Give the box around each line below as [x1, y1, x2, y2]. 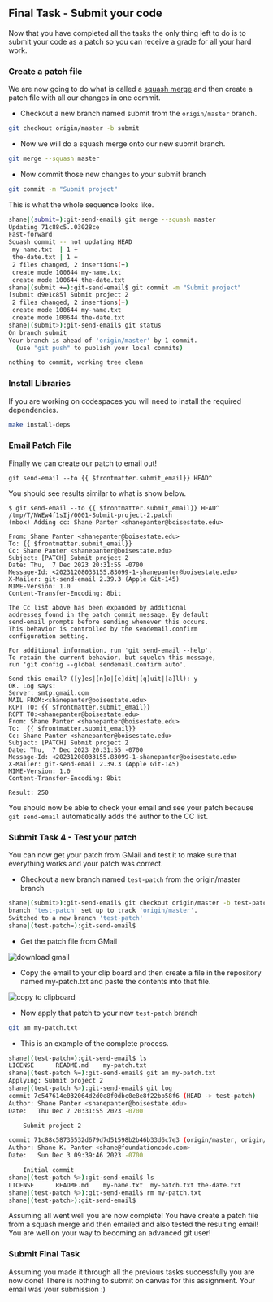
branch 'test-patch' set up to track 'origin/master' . [8, 906, 198, 914]
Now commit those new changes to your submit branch [19, 169, 206, 179]
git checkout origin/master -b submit [8, 124, 140, 132]
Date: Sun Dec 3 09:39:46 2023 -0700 [8, 1152, 144, 1160]
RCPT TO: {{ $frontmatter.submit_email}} [8, 703, 151, 711]
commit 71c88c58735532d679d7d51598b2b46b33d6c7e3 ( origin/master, [8, 1136, 238, 1144]
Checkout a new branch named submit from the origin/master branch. [19, 109, 258, 119]
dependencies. [8, 405, 58, 414]
